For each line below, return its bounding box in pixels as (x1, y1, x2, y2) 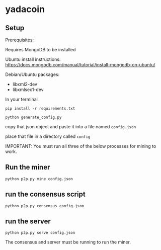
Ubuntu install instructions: (5, 56, 61, 62)
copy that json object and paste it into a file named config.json (5, 124, 136, 129)
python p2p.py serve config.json (5, 230, 75, 235)
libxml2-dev (12, 81, 38, 87)
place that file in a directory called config (5, 133, 91, 139)
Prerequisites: (5, 37, 34, 43)
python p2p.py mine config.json (5, 176, 73, 182)
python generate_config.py (5, 115, 62, 120)
